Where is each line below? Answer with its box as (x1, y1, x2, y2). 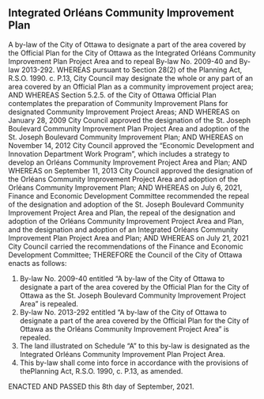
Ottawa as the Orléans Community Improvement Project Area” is (19, 324, 229, 333)
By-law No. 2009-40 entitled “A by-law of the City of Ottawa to (19, 273, 225, 283)
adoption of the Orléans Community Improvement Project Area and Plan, (8, 216, 244, 226)
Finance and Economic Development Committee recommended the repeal (8, 191, 250, 200)
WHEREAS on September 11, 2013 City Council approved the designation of (8, 165, 253, 175)
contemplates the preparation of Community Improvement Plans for (8, 98, 228, 108)
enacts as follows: (8, 258, 67, 268)
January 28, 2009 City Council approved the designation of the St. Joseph (8, 115, 251, 125)
